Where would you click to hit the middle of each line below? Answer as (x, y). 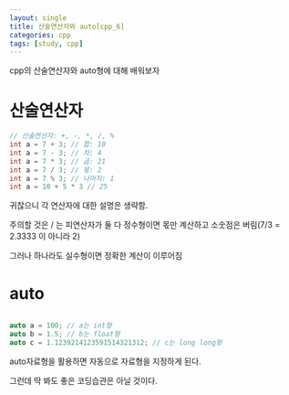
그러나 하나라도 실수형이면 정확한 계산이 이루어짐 (96, 256)
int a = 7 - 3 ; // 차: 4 (56, 153)
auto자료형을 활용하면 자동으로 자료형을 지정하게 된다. (106, 361)
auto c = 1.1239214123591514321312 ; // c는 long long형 (116, 343)
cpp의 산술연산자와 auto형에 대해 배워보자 (85, 70)
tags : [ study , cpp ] (46, 43)
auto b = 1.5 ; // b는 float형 (65, 335)
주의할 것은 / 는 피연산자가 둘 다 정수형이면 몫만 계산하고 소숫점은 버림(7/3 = (145, 225)
